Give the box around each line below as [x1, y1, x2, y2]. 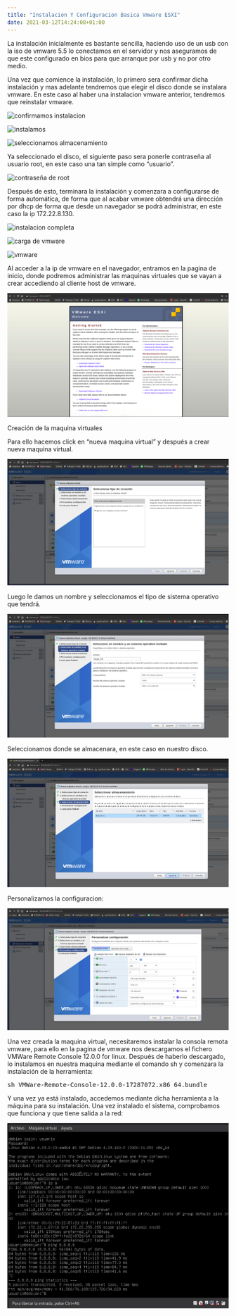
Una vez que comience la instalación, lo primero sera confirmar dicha [7, 75, 209, 84]
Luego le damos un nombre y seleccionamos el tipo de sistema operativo [7, 592, 219, 601]
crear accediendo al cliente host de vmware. [7, 279, 136, 287]
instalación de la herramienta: [7, 1067, 93, 1076]
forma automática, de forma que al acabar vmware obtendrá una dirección [7, 194, 223, 203]
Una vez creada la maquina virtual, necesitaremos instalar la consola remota [7, 1037, 228, 1046]
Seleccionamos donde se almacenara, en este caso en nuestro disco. [7, 745, 209, 753]
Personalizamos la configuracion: [7, 894, 104, 903]
